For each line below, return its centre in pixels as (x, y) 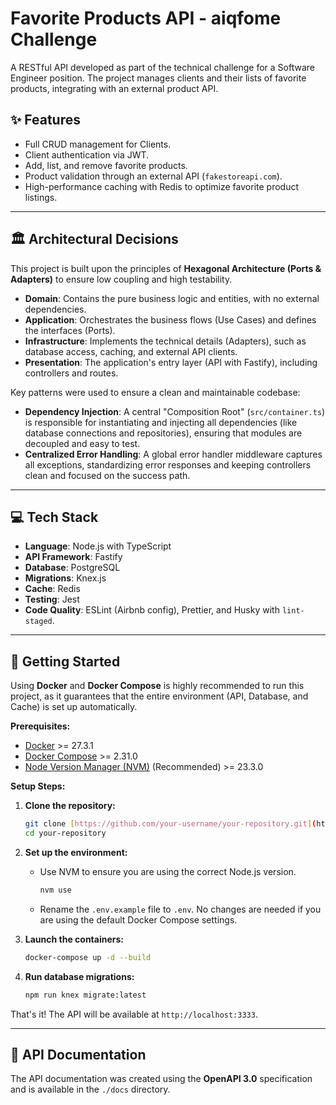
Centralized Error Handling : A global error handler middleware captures (173, 454)
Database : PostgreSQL (72, 568)
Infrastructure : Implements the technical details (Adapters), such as (165, 341)
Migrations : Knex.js (65, 578)
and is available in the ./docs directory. (90, 1089)
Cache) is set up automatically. (74, 707)
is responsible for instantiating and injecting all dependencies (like (161, 422)
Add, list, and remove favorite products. (106, 165)
